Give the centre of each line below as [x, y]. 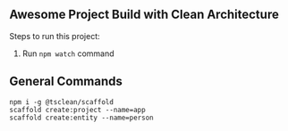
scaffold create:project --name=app [77, 110]
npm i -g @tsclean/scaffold [62, 102]
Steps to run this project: [55, 36]
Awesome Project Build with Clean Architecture [144, 15]
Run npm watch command [68, 53]
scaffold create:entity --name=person [81, 118]
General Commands [66, 82]
